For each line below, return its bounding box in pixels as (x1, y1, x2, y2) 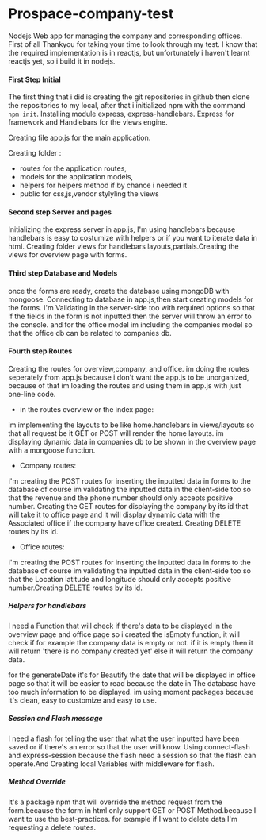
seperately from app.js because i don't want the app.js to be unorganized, (8, 372, 249, 382)
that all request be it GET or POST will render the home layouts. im (8, 428, 224, 437)
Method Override (8, 777, 66, 787)
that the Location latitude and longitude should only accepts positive (8, 574, 232, 584)
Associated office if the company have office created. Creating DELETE (8, 518, 241, 528)
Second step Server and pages (8, 207, 112, 217)
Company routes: (19, 460, 77, 470)
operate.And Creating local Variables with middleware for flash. (8, 759, 215, 769)
